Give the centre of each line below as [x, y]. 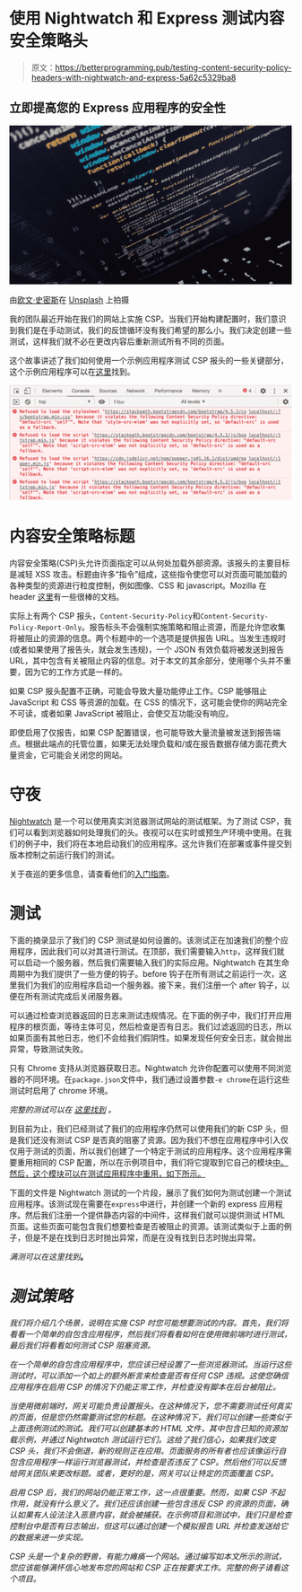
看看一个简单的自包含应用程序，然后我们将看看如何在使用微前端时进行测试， [151, 1333]
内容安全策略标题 [73, 537]
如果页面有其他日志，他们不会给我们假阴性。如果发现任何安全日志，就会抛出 [151, 1037]
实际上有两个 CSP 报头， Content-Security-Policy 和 [105, 615]
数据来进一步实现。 [52, 1537]
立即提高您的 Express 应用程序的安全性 [118, 108]
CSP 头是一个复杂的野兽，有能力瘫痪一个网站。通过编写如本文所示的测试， [148, 1556]
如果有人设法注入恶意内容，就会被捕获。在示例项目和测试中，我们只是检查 [154, 1515]
